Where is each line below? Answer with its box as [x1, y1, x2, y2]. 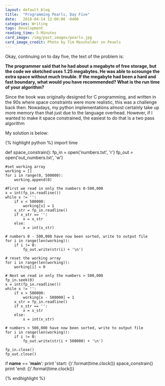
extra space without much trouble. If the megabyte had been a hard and [5, 73, 156, 80]
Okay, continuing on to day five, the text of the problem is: [5, 53, 124, 59]
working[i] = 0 [14, 264, 46, 269]
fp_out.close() [5, 352, 37, 357]
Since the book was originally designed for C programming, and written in [5, 94, 157, 100]
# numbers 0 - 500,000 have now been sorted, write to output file [5, 234, 148, 239]
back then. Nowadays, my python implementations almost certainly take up [5, 104, 160, 110]
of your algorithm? [5, 84, 45, 90]
